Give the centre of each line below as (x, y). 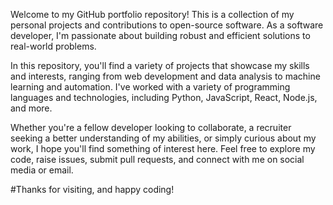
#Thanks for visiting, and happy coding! (92, 189)
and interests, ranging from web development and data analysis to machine (165, 76)
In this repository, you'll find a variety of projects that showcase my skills (160, 65)
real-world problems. (53, 46)
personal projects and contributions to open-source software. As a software (167, 25)
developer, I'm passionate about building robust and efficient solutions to (160, 35)
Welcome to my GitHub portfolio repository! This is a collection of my (152, 14)
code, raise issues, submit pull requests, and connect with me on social (157, 159)
